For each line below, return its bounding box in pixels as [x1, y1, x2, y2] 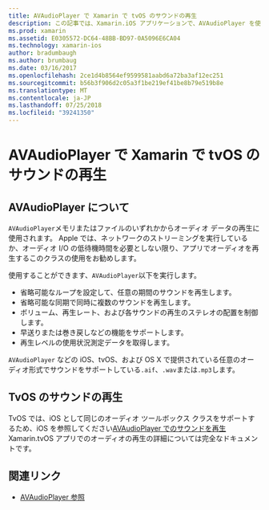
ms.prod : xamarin [8, 27, 66, 35]
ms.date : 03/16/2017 [8, 64, 78, 72]
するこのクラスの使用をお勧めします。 [14, 254, 142, 263]
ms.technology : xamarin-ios [8, 42, 102, 50]
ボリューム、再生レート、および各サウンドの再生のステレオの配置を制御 [19, 308, 259, 317]
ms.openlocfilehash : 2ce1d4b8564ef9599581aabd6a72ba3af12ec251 [8, 71, 224, 80]
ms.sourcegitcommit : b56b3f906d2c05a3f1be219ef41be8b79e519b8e [8, 79, 224, 87]
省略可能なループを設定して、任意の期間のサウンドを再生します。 [19, 288, 236, 297]
